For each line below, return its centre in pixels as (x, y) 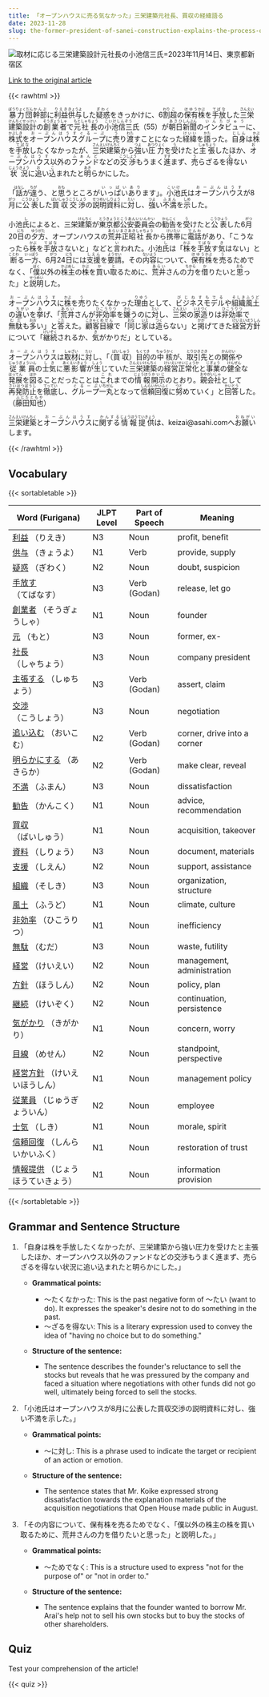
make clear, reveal (212, 765)
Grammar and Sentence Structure (94, 1227)
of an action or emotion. (83, 1460)
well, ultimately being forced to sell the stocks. (120, 1392)
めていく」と (204, 391)
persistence (200, 1009)
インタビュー (225, 127)
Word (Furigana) (48, 518)
